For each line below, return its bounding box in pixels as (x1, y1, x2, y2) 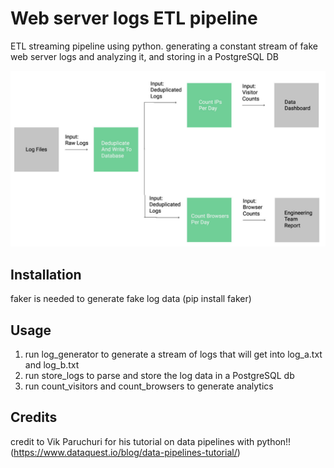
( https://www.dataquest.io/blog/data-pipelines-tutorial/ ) (10, 446, 241, 458)
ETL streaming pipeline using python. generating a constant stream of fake (10, 40, 318, 52)
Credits (10, 409, 58, 426)
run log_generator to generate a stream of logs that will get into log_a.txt (24, 348, 323, 361)
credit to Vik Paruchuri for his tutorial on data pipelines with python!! (10, 435, 292, 447)
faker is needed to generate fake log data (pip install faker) (10, 293, 252, 305)
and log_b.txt (24, 359, 80, 371)
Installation (10, 266, 82, 283)
